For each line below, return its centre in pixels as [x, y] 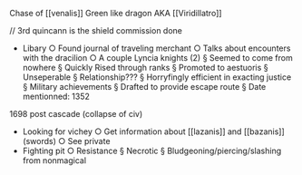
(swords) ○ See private [66, 141]
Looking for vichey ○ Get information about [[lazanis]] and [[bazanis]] [154, 131]
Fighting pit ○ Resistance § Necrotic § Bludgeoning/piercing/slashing [152, 151]
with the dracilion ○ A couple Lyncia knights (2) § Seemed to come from [157, 58]
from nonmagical [54, 160]
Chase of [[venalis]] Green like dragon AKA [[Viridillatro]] [116, 13]
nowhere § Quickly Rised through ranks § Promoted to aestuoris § [146, 68]
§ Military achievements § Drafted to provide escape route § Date [144, 87]
